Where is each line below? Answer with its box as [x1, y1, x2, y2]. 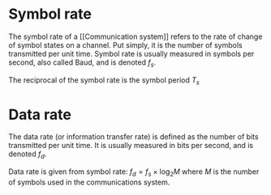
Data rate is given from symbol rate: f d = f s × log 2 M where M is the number [8, 167, 260, 179]
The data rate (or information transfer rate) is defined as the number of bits [8, 132, 259, 142]
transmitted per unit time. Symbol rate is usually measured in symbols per [8, 49, 255, 58]
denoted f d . [8, 149, 47, 161]
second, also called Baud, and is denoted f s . [8, 57, 157, 69]
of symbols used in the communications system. [8, 177, 170, 187]
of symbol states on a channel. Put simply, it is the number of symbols [8, 40, 243, 49]
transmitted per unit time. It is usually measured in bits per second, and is [8, 141, 254, 150]
